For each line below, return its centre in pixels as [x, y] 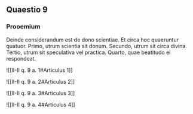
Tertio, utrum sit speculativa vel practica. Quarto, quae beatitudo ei [88, 52]
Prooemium [23, 27]
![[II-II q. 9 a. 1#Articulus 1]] [39, 70]
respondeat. [21, 58]
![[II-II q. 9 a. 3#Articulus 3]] [41, 93]
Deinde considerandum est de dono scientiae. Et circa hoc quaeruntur [93, 39]
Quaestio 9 [27, 10]
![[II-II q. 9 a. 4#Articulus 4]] [41, 104]
